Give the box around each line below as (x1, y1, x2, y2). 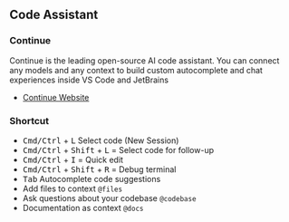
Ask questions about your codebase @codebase (22, 192, 197, 203)
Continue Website (22, 92, 90, 102)
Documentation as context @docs (22, 202, 144, 213)
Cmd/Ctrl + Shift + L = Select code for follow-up (22, 144, 215, 155)
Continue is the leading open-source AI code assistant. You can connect (9, 54, 280, 66)
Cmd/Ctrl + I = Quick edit (22, 154, 124, 165)
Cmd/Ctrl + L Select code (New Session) (22, 135, 179, 146)
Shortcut (9, 114, 50, 127)
